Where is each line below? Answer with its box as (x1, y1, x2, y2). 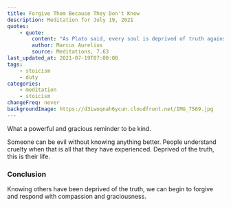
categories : (7, 80, 41, 87)
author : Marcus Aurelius (32, 42, 103, 49)
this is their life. (7, 152, 50, 160)
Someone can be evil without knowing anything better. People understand (7, 138, 217, 146)
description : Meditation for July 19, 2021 (7, 16, 134, 23)
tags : (7, 61, 23, 68)
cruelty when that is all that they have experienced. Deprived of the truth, (7, 145, 214, 153)
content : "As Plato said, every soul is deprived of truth (32, 36, 205, 42)
